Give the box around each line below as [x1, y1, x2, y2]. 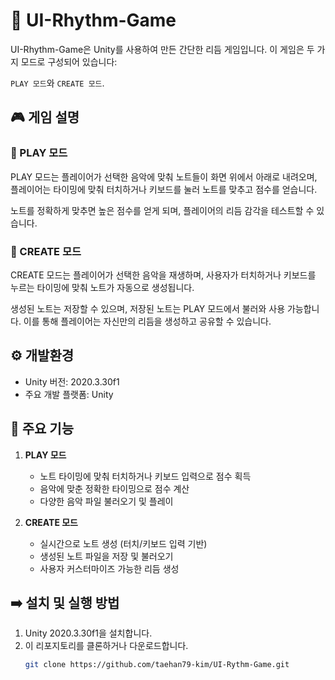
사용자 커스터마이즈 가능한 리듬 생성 [39, 562, 180, 574]
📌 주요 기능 [10, 420, 75, 438]
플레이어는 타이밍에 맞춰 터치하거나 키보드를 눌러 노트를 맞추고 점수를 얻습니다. [10, 183, 318, 195]
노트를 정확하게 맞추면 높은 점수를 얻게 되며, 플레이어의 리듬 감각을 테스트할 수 [10, 204, 315, 216]
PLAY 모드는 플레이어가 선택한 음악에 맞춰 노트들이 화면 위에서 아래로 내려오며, [10, 170, 318, 183]
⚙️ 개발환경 [10, 347, 75, 364]
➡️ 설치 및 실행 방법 [10, 594, 120, 611]
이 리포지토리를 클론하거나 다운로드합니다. [24, 640, 189, 652]
